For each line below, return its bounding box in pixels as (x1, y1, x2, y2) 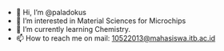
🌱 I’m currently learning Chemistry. (15, 25, 130, 33)
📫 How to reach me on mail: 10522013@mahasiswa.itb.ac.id (15, 33, 216, 43)
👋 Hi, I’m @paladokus (15, 8, 86, 17)
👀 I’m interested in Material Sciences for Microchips (15, 16, 186, 25)
